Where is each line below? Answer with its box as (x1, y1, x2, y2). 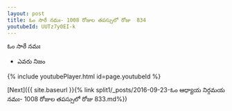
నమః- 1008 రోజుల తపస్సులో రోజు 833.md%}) (7, 95, 127, 103)
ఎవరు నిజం (17, 57, 46, 66)
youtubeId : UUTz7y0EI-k (7, 23, 76, 30)
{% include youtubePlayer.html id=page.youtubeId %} (7, 72, 161, 80)
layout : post (7, 10, 45, 17)
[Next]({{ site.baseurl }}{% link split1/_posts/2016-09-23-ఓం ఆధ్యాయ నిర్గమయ (7, 86, 225, 94)
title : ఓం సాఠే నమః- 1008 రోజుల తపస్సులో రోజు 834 (7, 17, 147, 24)
